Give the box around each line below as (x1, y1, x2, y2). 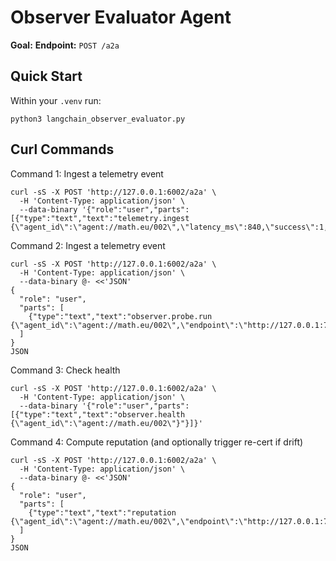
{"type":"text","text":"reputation (28, 507, 177, 518)
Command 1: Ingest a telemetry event (10, 167, 164, 180)
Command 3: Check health (10, 364, 121, 376)
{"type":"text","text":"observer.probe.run (28, 311, 213, 321)
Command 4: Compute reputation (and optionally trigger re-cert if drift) (10, 436, 304, 448)
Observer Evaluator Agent (10, 6, 232, 29)
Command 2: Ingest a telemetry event (10, 239, 166, 251)
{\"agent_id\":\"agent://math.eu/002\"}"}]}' (10, 418, 203, 428)
